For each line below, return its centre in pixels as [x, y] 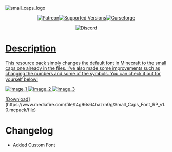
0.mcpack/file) [21, 110]
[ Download [17, 99]
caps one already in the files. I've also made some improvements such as [83, 68]
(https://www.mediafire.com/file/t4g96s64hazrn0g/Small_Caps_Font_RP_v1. [85, 104]
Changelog [29, 131]
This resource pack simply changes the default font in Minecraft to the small [86, 63]
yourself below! [22, 79]
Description [31, 49]
